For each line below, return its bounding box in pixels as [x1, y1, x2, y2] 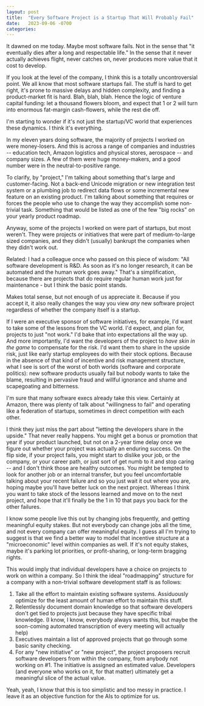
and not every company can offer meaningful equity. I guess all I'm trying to [6, 528, 196, 536]
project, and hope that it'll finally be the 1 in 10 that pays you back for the [6, 497, 188, 504]
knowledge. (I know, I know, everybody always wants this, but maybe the [15, 616, 198, 624]
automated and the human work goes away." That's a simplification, [6, 268, 176, 276]
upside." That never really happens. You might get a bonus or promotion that [6, 432, 198, 439]
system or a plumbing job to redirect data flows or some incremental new [6, 187, 189, 194]
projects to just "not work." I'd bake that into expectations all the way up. [6, 331, 188, 338]
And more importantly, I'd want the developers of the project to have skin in [6, 337, 195, 344]
